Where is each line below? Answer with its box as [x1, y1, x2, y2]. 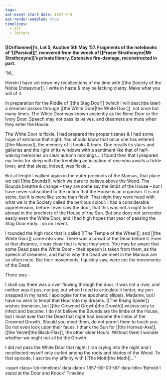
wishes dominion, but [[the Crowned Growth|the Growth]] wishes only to [5, 303, 155, 308]
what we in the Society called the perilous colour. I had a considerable [5, 199, 150, 205]
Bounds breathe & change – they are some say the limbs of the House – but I [5, 183, 163, 189]
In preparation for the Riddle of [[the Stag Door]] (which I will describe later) [5, 100, 161, 106]
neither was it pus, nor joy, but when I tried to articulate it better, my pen [5, 287, 153, 293]
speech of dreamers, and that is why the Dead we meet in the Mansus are [5, 251, 157, 257]
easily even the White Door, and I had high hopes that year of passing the [5, 215, 156, 221]
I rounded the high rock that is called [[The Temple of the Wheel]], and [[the [5, 230, 161, 236]
